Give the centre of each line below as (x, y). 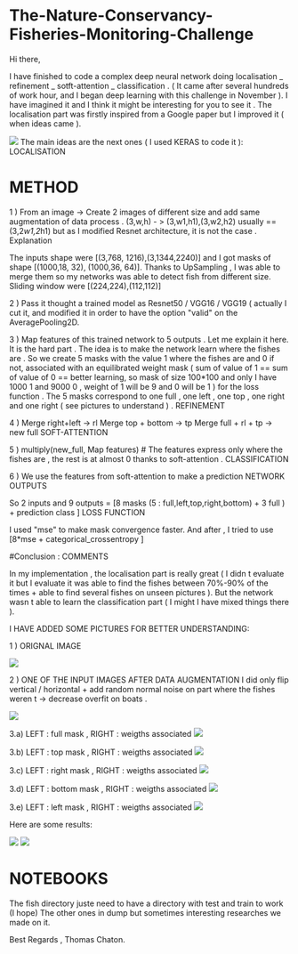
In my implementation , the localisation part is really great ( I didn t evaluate (147, 573)
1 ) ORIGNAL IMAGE (45, 645)
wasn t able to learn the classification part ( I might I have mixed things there (149, 602)
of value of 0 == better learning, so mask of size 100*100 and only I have (143, 377)
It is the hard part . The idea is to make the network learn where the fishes (145, 349)
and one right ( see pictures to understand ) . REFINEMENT (117, 405)
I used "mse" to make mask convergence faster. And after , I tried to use (141, 530)
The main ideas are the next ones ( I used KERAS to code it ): (132, 141)
